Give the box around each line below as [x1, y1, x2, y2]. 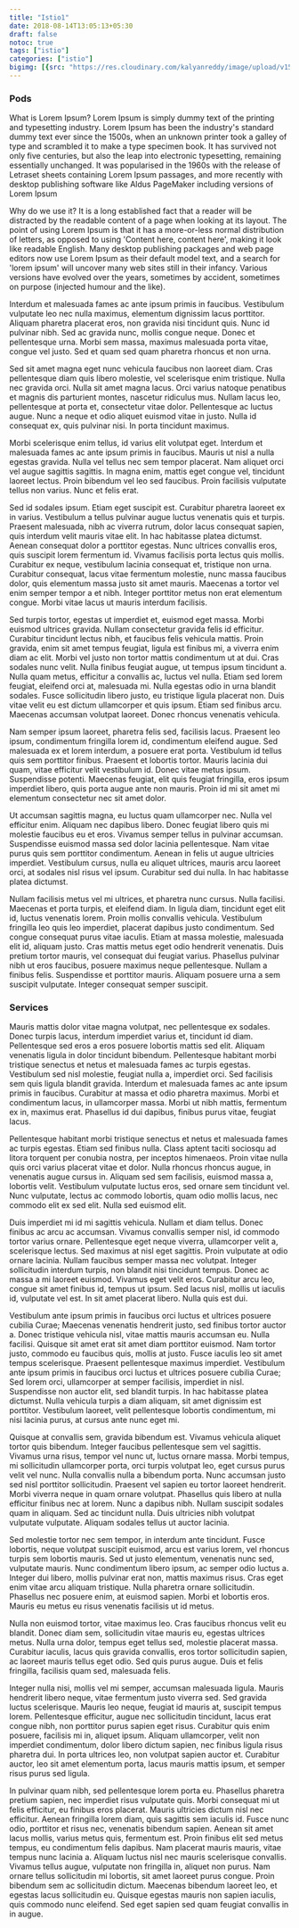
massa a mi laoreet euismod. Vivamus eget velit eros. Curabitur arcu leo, [9, 1274, 275, 1285]
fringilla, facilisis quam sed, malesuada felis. [9, 1666, 171, 1676]
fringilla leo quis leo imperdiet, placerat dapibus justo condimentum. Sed [9, 923, 275, 933]
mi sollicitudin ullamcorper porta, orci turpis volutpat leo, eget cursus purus [9, 1460, 286, 1471]
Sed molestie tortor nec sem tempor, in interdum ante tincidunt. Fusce [9, 1535, 265, 1545]
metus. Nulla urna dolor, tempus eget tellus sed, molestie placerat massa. [9, 1637, 279, 1648]
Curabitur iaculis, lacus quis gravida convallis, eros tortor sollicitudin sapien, [9, 1647, 287, 1658]
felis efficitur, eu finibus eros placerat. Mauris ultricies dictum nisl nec [9, 1804, 264, 1816]
